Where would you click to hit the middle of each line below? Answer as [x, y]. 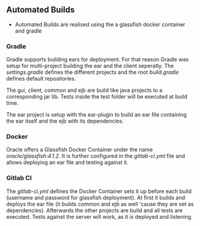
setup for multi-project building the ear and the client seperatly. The [90, 66]
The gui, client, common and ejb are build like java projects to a [84, 90]
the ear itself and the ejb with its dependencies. [65, 121]
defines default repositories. [41, 79]
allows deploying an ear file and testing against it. [68, 162]
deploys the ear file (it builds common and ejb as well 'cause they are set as [100, 204]
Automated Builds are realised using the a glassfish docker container [100, 24]
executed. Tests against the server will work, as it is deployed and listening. [100, 216]
